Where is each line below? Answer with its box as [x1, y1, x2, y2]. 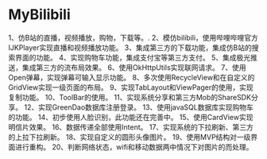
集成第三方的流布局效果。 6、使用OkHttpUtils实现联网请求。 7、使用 [21, 62, 246, 72]
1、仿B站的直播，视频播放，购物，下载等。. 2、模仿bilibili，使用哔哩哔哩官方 [8, 33, 258, 42]
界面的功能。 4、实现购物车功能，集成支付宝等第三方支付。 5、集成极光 [14, 52, 251, 62]
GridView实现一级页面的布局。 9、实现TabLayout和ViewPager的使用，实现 [8, 82, 253, 92]
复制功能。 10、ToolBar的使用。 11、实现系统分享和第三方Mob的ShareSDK [8, 92, 252, 102]
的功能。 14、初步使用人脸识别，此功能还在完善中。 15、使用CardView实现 [8, 112, 253, 122]
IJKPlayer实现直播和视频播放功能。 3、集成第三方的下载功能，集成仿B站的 [8, 42, 252, 52]
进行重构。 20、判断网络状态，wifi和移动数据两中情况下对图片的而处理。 [14, 142, 253, 152]
